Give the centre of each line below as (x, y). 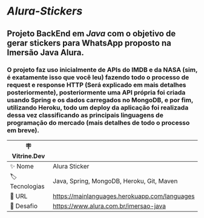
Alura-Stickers (45, 11)
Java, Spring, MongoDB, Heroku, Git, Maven (115, 181)
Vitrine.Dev (28, 156)
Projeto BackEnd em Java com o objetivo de (91, 34)
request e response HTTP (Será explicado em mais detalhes (97, 85)
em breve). (23, 130)
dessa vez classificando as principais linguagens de (85, 115)
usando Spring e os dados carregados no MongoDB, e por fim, (100, 100)
